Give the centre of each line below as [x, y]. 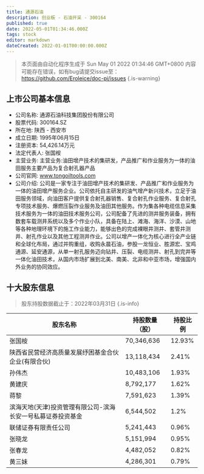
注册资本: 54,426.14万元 [45, 145]
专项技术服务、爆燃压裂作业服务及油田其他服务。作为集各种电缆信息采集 [105, 206]
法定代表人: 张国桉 [38, 153]
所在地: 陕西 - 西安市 [41, 130]
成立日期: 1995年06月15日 [47, 137]
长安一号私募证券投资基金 [46, 416]
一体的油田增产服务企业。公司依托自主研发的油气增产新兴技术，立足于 [103, 191]
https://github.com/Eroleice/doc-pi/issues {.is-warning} [91, 78]
